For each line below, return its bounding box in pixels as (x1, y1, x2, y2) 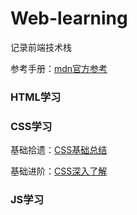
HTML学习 (10, 90, 62, 104)
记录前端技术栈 (10, 41, 72, 53)
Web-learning (10, 7, 128, 30)
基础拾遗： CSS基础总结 (10, 144, 108, 156)
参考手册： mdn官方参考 (10, 62, 108, 74)
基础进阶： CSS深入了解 (10, 165, 108, 177)
